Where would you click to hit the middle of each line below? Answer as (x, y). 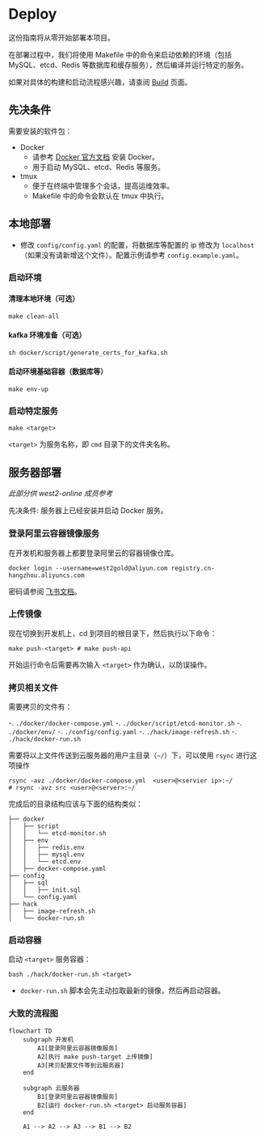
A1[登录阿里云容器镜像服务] (78, 1048)
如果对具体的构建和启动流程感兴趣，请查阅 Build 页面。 (100, 82)
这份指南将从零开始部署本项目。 (61, 37)
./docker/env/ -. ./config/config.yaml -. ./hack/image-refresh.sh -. (123, 732)
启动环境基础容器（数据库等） (58, 371)
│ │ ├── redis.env (46, 848)
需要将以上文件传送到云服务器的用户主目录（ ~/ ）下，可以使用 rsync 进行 (129, 755)
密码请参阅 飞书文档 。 (45, 591)
